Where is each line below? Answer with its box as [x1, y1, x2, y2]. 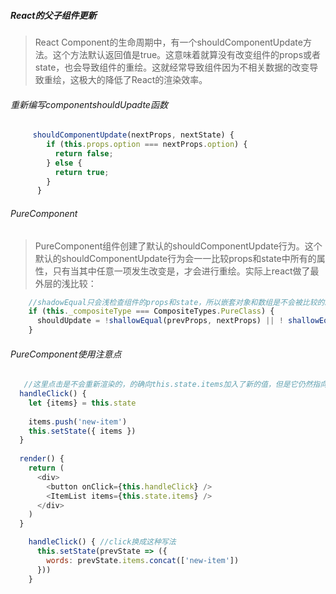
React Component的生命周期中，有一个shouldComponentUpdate [34, 36, 303, 48]
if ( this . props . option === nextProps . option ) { [46, 140, 248, 150]
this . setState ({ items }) [28, 426, 137, 436]
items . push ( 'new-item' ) [28, 416, 128, 427]
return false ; [54, 148, 114, 159]
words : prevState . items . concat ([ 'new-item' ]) [46, 555, 240, 565]
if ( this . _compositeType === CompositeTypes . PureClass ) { [28, 306, 275, 317]
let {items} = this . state [28, 398, 137, 408]
